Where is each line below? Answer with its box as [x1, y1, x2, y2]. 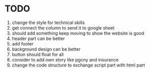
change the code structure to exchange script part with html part [11, 62, 146, 68]
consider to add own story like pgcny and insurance [11, 56, 119, 62]
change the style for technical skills [11, 19, 85, 25]
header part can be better [11, 35, 65, 41]
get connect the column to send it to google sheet [11, 24, 115, 30]
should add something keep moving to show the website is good [11, 30, 145, 36]
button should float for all [11, 51, 64, 57]
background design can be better [11, 46, 81, 52]
